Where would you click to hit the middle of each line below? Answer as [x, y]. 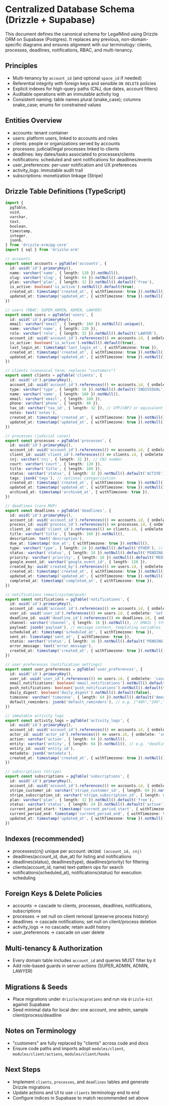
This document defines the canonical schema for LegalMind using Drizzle [81, 34]
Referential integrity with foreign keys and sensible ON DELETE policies [84, 83]
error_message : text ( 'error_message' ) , [52, 646]
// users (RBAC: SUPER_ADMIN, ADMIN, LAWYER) [54, 310]
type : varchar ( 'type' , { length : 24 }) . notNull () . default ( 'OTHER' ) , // [87, 548]
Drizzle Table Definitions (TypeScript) [65, 191]
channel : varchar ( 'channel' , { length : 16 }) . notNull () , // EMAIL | [83, 623]
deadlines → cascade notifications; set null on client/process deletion [84, 922]
